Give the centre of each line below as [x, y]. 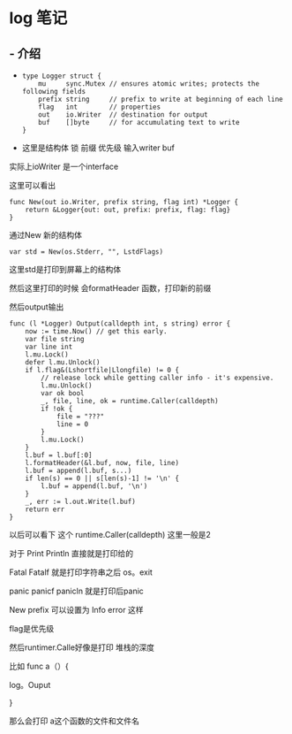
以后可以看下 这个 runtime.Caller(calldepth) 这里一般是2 [110, 535]
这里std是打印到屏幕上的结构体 [65, 269]
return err [45, 509]
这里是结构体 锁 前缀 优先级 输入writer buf [98, 148]
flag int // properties [100, 107]
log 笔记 [38, 18]
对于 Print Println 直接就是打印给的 [71, 553]
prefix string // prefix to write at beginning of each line [161, 99]
